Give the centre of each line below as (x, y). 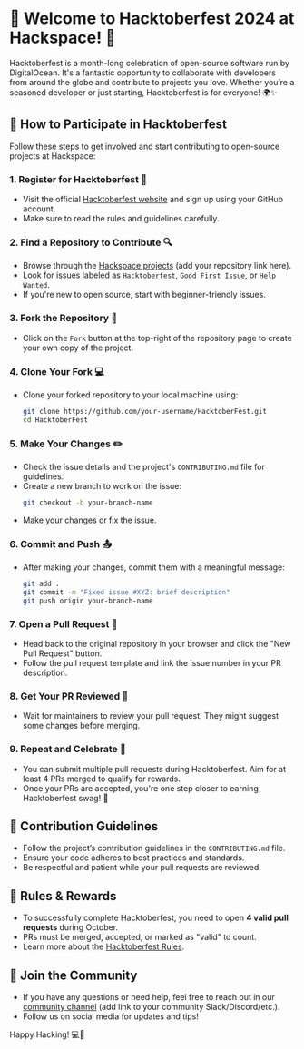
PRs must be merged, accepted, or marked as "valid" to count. (139, 937)
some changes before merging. (81, 726)
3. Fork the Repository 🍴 (64, 319)
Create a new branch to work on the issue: (102, 485)
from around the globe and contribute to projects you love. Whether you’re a (152, 82)
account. (39, 209)
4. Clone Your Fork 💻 (57, 371)
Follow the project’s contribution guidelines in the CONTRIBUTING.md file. (154, 848)
